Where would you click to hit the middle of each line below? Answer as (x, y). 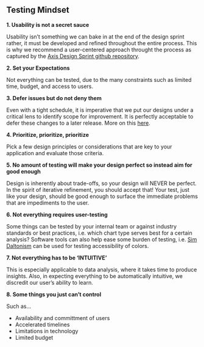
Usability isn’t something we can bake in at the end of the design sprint (95, 37)
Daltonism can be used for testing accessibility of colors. (78, 246)
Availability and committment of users (62, 318)
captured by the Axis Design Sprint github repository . (73, 56)
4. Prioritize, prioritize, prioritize (48, 134)
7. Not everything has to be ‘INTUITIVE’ (57, 258)
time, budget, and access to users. (50, 86)
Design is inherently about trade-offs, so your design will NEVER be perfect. (101, 183)
